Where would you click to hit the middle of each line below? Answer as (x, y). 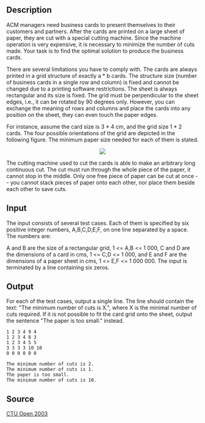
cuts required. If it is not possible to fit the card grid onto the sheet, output (99, 314)
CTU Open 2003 (27, 414)
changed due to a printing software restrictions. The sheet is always (92, 89)
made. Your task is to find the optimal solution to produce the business (95, 51)
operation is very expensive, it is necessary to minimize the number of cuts (101, 44)
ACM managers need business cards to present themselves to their (91, 24)
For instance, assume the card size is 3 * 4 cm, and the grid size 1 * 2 (94, 126)
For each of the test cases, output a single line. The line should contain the (100, 301)
